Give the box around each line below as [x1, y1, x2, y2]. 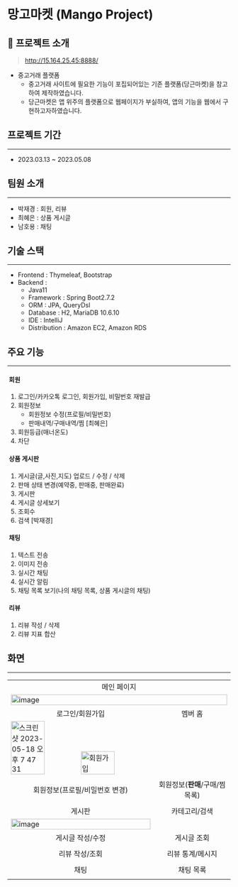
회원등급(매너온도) [17, 428, 69, 437]
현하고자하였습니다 [28, 107, 80, 114]
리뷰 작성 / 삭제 [17, 621, 60, 629]
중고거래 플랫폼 [17, 71, 60, 79]
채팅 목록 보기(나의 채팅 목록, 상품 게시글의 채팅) [17, 586, 151, 594]
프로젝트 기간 [7, 129, 62, 141]
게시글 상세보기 [17, 498, 60, 506]
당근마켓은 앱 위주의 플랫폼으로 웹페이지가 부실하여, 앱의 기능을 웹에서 [28, 97, 222, 106]
